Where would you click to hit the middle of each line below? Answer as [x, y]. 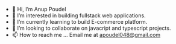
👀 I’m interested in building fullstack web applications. [79, 15]
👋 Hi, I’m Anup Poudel [39, 9]
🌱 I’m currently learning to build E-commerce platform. [80, 22]
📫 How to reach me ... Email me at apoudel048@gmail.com [86, 35]
